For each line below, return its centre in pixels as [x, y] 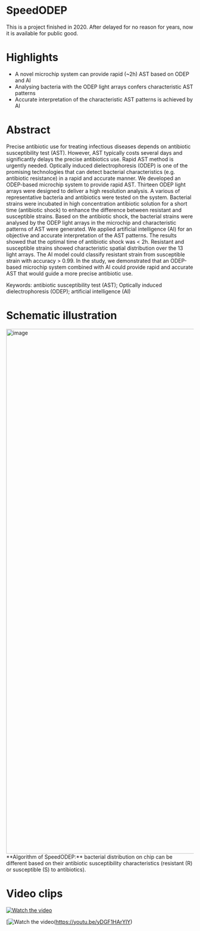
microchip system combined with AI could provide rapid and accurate [108, 267]
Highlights [32, 58]
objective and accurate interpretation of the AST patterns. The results [91, 235]
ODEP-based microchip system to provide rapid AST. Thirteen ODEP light [96, 184]
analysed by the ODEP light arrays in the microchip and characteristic [91, 222]
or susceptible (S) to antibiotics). [46, 869]
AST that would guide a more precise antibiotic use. [69, 273]
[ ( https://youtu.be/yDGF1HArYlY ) [69, 921]
